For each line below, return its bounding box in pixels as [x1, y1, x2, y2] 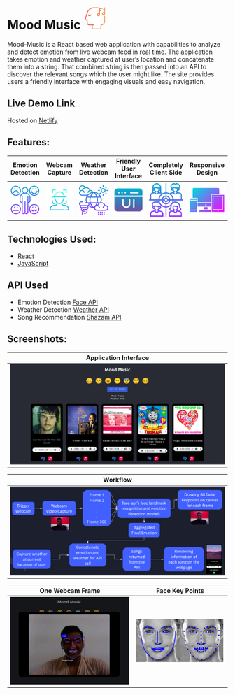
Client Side [149, 168, 183, 176]
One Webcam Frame [39, 586, 101, 594]
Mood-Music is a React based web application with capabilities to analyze [7, 40, 221, 48]
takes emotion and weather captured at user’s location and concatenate [7, 55, 215, 63]
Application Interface [85, 354, 150, 362]
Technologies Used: [7, 233, 97, 245]
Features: [7, 136, 50, 148]
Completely [148, 161, 183, 169]
